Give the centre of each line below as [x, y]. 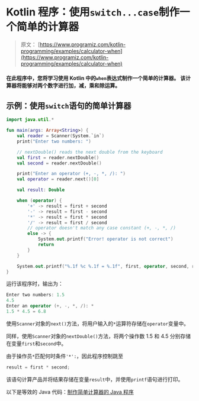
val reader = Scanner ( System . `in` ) [61, 136]
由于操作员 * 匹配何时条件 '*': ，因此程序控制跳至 [65, 356]
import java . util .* [30, 120]
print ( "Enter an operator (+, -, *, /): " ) [71, 174]
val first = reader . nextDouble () [58, 157]
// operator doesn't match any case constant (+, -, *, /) [102, 228]
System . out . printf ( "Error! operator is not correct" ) [105, 239]
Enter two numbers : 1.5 [36, 295]
